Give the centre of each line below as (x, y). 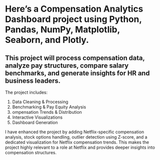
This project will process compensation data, (75, 58)
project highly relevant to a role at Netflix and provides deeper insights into (80, 147)
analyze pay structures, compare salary (67, 65)
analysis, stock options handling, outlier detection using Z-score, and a (76, 137)
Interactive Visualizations (37, 117)
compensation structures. (31, 152)
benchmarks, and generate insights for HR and (78, 73)
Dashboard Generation (35, 122)
